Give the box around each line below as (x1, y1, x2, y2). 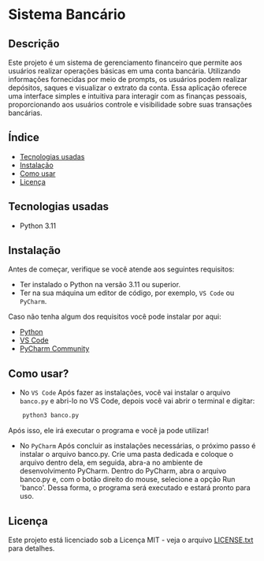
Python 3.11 (19, 221, 57, 230)
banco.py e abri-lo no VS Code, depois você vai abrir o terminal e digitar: (19, 396, 255, 406)
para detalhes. (8, 543, 55, 553)
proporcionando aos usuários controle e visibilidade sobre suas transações (8, 100, 252, 109)
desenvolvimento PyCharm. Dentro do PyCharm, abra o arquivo (19, 466, 227, 476)
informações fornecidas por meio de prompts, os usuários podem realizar (8, 75, 247, 84)
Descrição (8, 37, 60, 50)
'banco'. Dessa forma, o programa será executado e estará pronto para (19, 483, 251, 492)
